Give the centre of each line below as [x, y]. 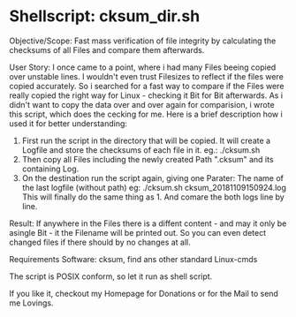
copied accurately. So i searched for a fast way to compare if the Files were [147, 86]
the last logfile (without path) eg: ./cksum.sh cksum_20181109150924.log [154, 187]
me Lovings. [31, 303]
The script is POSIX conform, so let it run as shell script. [111, 276]
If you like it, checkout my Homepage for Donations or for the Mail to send [144, 293]
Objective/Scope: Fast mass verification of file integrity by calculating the [143, 41]
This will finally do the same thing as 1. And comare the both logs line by [153, 197]
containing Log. [50, 169]
